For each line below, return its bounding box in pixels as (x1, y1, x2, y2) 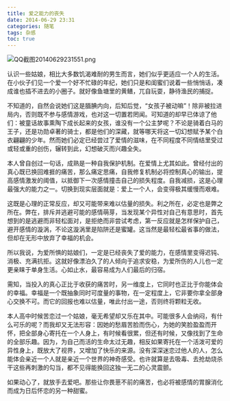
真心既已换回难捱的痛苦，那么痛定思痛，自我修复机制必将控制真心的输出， (7, 168, 217, 176)
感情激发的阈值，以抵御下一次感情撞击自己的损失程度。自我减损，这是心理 (12, 176, 223, 185)
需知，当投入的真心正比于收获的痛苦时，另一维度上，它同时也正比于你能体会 (7, 280, 223, 288)
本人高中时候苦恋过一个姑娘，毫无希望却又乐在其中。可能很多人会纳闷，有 (7, 312, 217, 320)
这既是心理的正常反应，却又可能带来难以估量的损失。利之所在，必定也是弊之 (7, 200, 223, 208)
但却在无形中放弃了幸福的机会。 (7, 234, 97, 242)
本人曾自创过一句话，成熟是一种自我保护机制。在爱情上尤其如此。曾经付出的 (7, 159, 223, 168)
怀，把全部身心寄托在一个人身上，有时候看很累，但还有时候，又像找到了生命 (7, 329, 223, 337)
